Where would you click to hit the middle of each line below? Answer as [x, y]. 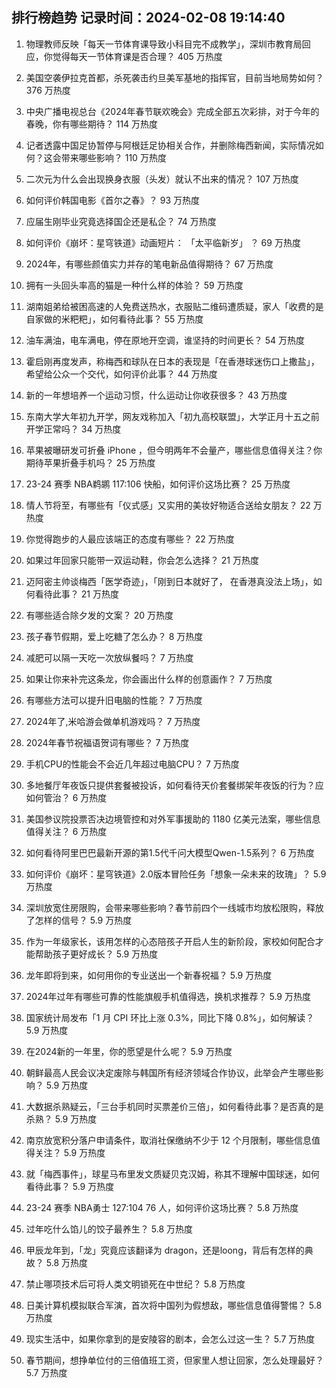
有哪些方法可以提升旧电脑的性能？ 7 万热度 [114, 700]
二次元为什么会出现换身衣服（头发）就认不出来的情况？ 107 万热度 [162, 179]
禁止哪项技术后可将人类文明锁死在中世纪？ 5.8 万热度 [135, 1284]
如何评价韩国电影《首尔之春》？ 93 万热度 [112, 200]
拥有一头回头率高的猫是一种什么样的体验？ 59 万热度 [134, 285]
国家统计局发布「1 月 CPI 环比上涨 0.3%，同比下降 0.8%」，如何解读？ [170, 1017]
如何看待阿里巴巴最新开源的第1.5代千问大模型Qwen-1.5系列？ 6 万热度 [170, 852]
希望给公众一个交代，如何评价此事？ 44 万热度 [121, 374]
